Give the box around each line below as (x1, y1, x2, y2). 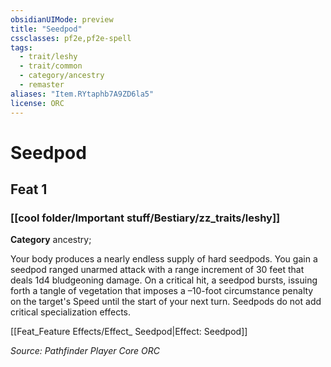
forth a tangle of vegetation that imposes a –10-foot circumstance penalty (10, 285, 314, 297)
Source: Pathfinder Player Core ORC (10, 345, 161, 357)
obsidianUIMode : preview (10, 14, 114, 25)
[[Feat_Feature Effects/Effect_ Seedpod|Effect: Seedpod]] (10, 326, 248, 338)
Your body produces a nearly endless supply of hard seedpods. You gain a (10, 253, 318, 265)
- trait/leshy (19, 52, 78, 62)
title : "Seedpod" (10, 24, 83, 34)
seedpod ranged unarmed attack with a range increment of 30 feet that (10, 264, 305, 276)
